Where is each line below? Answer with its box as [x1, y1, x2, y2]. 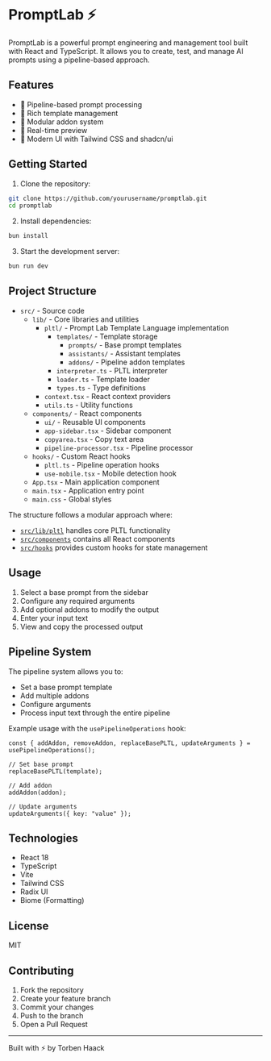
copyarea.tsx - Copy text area [44, 434, 144, 443]
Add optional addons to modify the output [19, 605, 160, 614]
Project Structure [8, 285, 97, 298]
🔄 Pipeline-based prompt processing [19, 99, 143, 109]
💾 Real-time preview [19, 125, 88, 135]
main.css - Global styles [31, 494, 112, 504]
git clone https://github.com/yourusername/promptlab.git [8, 194, 207, 202]
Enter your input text [19, 613, 89, 622]
